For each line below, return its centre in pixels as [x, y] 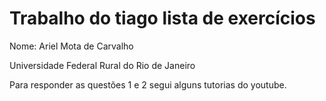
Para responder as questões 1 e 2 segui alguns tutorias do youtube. [148, 84]
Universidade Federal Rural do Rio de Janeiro [102, 65]
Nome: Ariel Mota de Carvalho [71, 46]
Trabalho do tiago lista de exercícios [162, 18]
